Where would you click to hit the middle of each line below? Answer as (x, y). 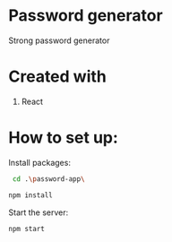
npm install (30, 195)
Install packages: (39, 162)
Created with (57, 77)
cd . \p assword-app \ (49, 179)
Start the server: (39, 212)
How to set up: (63, 138)
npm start (27, 229)
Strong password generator (59, 40)
